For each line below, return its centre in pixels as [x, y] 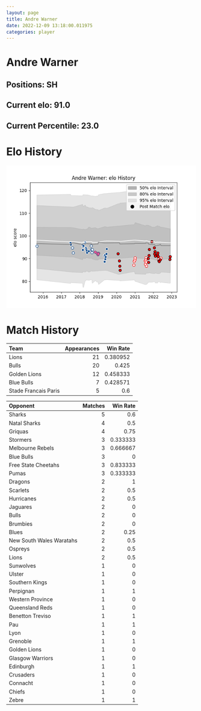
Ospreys [19, 549]
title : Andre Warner [32, 19]
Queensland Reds [31, 608]
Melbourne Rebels [31, 448]
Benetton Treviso [30, 616]
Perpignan [22, 591]
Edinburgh [22, 666]
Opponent [22, 406]
